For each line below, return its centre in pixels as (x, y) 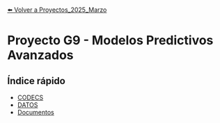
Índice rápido (37, 81)
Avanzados (41, 55)
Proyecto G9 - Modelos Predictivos (110, 41)
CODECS (30, 97)
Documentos (36, 112)
